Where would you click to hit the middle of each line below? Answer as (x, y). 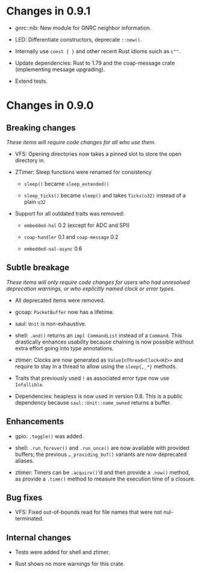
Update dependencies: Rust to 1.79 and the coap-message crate (95, 63)
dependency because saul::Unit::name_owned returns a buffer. (93, 402)
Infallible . (29, 384)
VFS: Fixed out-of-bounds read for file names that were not (88, 512)
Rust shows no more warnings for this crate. (70, 564)
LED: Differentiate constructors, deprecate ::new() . (78, 39)
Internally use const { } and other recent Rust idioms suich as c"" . (97, 51)
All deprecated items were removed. (60, 300)
